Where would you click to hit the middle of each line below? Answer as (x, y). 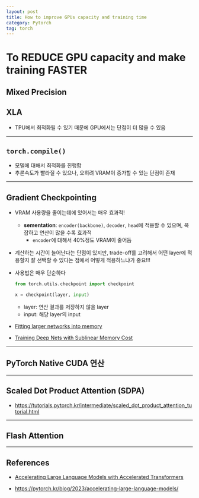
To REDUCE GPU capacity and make (96, 58)
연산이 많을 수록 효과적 (65, 233)
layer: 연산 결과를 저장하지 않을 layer (66, 307)
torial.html (27, 411)
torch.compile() (36, 151)
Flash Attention (35, 436)
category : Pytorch (29, 23)
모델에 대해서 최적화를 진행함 (48, 166)
